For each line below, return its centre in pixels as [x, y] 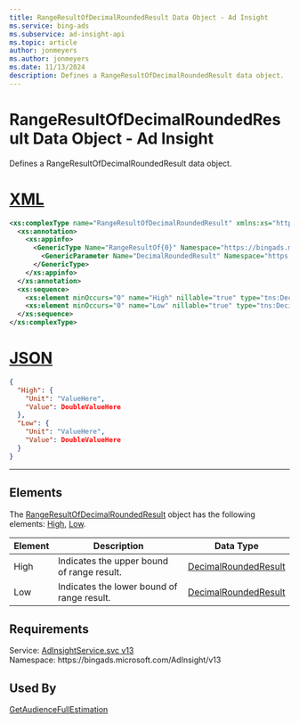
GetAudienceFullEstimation [59, 710]
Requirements [49, 629]
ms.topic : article [43, 42]
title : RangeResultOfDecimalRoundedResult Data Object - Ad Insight [139, 17]
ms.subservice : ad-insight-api [67, 34]
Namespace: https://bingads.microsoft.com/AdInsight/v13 [115, 660]
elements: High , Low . [48, 523]
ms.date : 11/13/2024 [48, 68]
